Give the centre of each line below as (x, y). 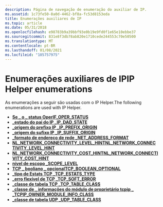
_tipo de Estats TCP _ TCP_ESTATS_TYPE (54, 174)
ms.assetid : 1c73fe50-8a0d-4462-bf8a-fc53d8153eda (57, 14)
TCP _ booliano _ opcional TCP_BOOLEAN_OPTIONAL (66, 169)
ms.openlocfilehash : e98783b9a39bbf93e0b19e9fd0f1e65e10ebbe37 (71, 32)
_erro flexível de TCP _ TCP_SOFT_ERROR (54, 179)
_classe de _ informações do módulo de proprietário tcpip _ (73, 190)
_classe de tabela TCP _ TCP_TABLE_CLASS (56, 184)
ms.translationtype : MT (29, 41)
